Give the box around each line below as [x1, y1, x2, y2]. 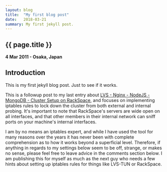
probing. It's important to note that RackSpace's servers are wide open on [5, 108, 160, 114]
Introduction [5, 68, 46, 77]
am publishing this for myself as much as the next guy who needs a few [5, 155, 155, 161]
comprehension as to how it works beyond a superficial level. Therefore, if [5, 139, 161, 145]
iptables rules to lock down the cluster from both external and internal [5, 102, 151, 109]
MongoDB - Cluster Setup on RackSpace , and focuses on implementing [5, 97, 155, 103]
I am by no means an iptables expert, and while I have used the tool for [5, 128, 153, 134]
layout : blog [5, 7, 33, 13]
